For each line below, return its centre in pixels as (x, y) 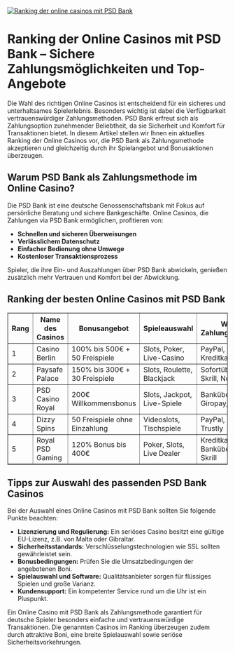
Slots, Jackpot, (168, 394)
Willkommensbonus (104, 403)
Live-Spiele (163, 403)
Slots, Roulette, (168, 370)
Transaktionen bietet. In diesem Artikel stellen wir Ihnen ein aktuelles (106, 133)
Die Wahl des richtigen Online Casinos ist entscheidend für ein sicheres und (116, 103)
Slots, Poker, (164, 349)
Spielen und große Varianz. (56, 584)
